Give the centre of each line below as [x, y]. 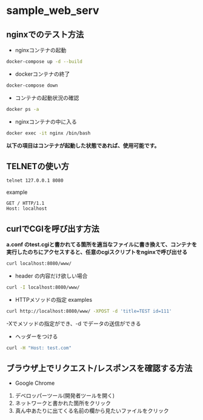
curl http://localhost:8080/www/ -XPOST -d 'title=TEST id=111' [89, 311]
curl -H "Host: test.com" [39, 348]
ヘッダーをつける [36, 336]
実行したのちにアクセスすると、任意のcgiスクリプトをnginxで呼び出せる [97, 252]
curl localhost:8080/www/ [39, 264]
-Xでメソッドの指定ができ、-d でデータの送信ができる [74, 323]
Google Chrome [35, 383]
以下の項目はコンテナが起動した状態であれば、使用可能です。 [83, 145]
